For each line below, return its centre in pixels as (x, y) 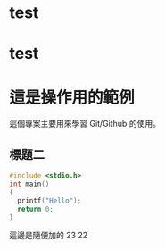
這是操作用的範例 (72, 97)
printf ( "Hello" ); (49, 200)
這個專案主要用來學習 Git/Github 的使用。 (85, 124)
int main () (29, 184)
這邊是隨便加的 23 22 (49, 236)
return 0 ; (35, 209)
